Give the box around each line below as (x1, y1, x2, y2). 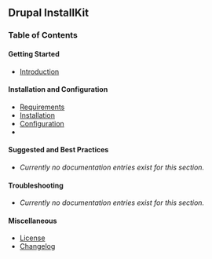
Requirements (19, 102, 65, 111)
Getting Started (8, 49, 60, 58)
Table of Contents (8, 30, 79, 41)
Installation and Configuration (8, 85, 108, 94)
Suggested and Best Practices (8, 145, 109, 155)
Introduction (19, 67, 60, 76)
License (19, 233, 46, 243)
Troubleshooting (8, 181, 64, 190)
